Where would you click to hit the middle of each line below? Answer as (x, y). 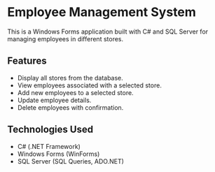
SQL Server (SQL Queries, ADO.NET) (71, 161)
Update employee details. (54, 100)
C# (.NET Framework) (49, 146)
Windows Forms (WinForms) (58, 154)
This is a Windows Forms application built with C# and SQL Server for (108, 31)
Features (27, 61)
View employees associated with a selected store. (90, 85)
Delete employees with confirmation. (70, 107)
